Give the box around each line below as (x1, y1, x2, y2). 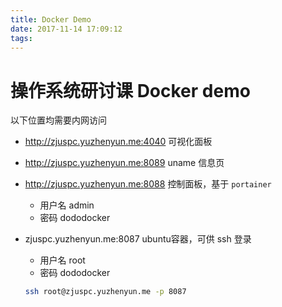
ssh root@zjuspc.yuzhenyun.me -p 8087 (24, 287, 187, 297)
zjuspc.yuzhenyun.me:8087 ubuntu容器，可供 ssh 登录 (24, 233, 252, 245)
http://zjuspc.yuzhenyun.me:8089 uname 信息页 (24, 157, 225, 169)
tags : (10, 33, 33, 43)
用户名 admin (39, 199, 95, 211)
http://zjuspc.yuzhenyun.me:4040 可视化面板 (24, 136, 213, 148)
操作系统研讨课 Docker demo (10, 79, 251, 102)
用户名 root (39, 254, 86, 266)
